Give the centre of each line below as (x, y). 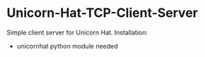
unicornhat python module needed (67, 46)
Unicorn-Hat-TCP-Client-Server (102, 13)
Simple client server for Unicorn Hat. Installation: (77, 32)
